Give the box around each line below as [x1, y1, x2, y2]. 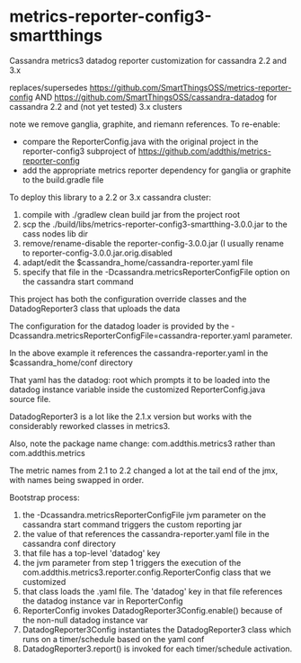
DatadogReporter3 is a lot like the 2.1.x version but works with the [9, 411, 252, 422]
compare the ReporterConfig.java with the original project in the [22, 136, 259, 147]
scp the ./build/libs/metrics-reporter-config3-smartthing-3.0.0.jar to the [22, 219, 288, 229]
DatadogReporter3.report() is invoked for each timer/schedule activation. [22, 643, 293, 654]
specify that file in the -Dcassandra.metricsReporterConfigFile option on [22, 266, 290, 277]
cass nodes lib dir [22, 228, 88, 239]
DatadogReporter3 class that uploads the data [9, 303, 181, 314]
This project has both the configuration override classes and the [9, 293, 247, 304]
